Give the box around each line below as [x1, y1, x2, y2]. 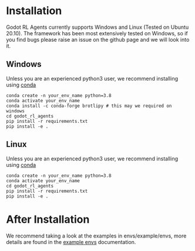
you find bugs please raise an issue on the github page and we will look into [6, 36, 190, 43]
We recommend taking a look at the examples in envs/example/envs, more [6, 232, 187, 239]
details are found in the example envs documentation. [6, 238, 136, 245]
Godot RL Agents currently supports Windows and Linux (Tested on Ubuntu [6, 24, 189, 31]
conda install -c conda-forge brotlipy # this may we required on [6, 103, 172, 109]
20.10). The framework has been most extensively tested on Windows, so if [6, 29, 188, 36]
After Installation [6, 213, 90, 226]
